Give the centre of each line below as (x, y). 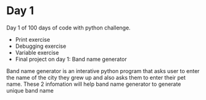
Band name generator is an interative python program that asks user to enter (103, 71)
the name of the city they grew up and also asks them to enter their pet (96, 77)
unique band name (30, 90)
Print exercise (32, 39)
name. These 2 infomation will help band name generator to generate (94, 84)
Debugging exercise (40, 46)
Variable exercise (37, 52)
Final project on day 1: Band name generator (71, 59)
